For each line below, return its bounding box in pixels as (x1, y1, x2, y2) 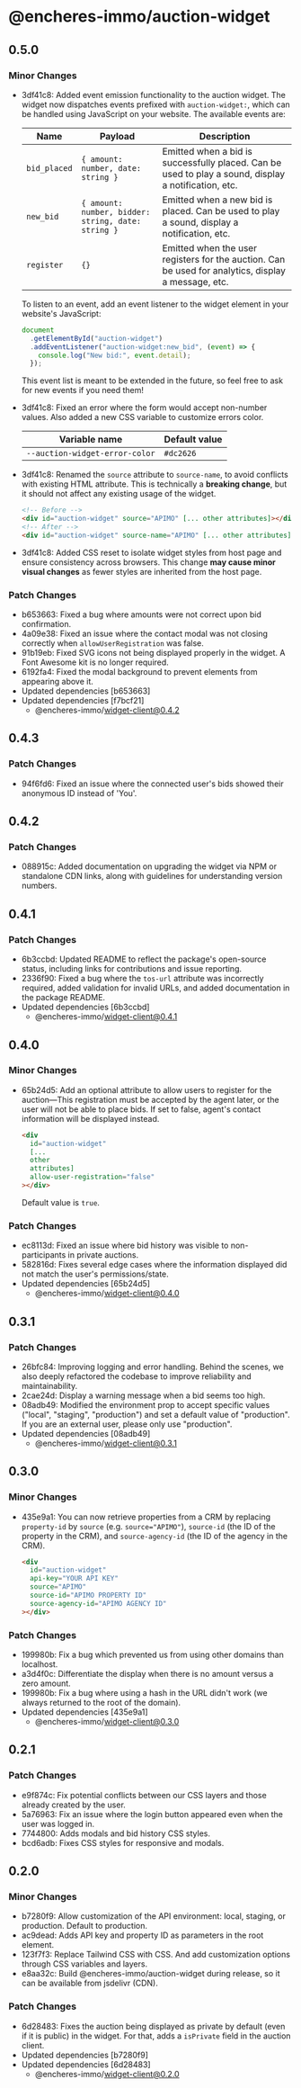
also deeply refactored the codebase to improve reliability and (21, 1370, 252, 1382)
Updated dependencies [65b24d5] (21, 1278, 150, 1289)
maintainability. (21, 1380, 78, 1391)
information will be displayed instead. (21, 1113, 160, 1124)
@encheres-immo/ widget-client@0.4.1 (34, 1011, 178, 1022)
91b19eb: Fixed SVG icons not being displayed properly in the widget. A (21, 648, 286, 659)
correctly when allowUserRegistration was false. (21, 638, 204, 649)
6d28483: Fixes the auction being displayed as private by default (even (21, 2021, 286, 2031)
